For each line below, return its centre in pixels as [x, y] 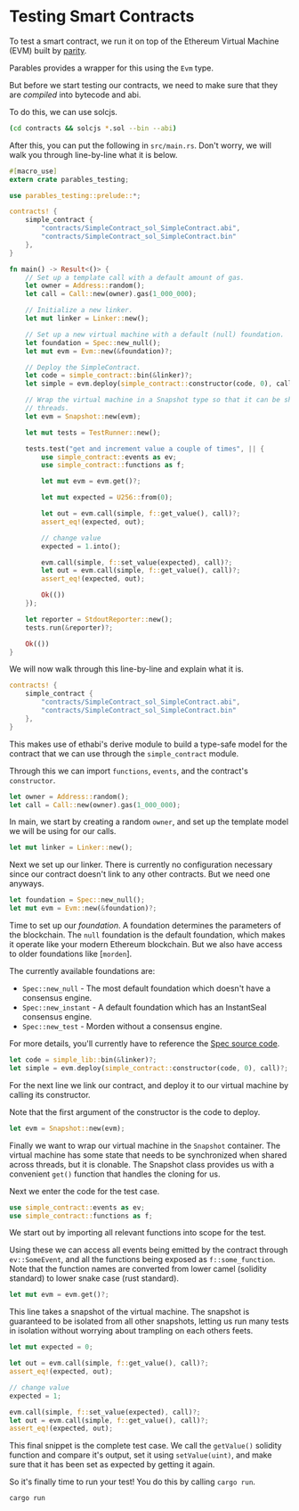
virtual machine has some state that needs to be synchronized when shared [148, 1155]
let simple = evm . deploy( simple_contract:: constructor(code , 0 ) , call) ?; [149, 1068]
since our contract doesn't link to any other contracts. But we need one [140, 874]
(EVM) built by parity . [48, 50]
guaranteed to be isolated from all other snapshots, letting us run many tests [149, 1321]
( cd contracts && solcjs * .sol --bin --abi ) [93, 128]
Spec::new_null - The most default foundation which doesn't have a [146, 988]
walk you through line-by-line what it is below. [93, 154]
